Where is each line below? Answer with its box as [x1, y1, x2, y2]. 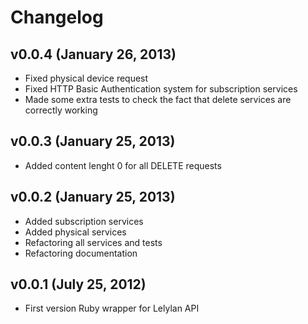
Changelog [10, 6, 104, 29]
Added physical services [24, 226, 127, 238]
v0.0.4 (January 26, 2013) [10, 46, 177, 63]
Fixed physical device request [24, 72, 149, 84]
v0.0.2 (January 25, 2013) [10, 189, 176, 206]
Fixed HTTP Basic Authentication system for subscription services [24, 83, 298, 95]
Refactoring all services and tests [24, 236, 163, 248]
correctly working [24, 104, 98, 116]
